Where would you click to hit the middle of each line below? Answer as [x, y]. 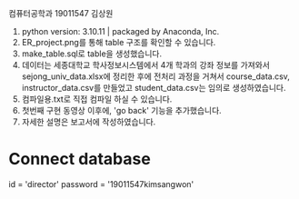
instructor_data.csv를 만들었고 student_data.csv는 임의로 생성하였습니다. [154, 88]
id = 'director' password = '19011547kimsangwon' [101, 184]
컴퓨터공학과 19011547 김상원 [61, 13]
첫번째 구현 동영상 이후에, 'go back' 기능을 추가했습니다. [121, 110]
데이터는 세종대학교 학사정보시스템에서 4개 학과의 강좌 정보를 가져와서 [145, 65]
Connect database [80, 159]
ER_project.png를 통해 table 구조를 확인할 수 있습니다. [119, 42]
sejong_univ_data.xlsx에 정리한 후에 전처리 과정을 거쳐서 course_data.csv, [155, 76]
